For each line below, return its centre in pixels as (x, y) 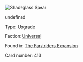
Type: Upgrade (20, 27)
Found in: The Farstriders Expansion (41, 46)
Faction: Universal (23, 36)
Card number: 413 (23, 55)
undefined (15, 17)
